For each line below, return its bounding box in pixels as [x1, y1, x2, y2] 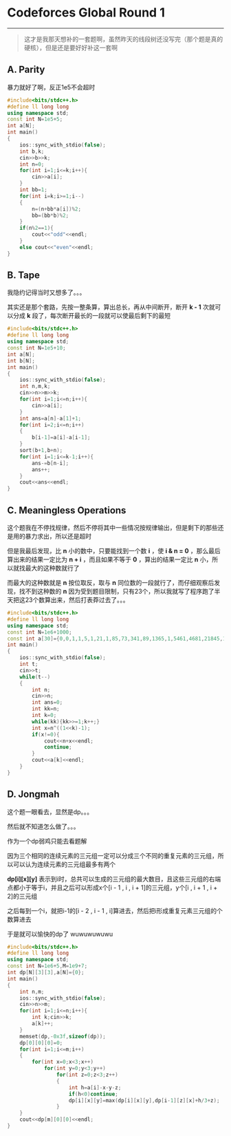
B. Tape [7, 270, 40, 281]
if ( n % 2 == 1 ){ [19, 225, 54, 232]
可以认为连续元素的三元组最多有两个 [12, 860, 115, 868]
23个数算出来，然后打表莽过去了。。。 [25, 596, 129, 603]
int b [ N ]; [7, 357, 36, 364]
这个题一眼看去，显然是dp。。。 [7, 807, 93, 816]
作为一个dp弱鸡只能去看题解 [7, 837, 87, 845]
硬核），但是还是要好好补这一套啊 [23, 43, 118, 52]
